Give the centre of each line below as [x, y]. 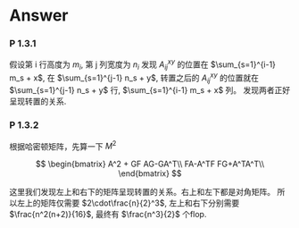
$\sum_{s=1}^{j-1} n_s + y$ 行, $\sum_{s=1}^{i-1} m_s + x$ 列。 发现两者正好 [150, 90]
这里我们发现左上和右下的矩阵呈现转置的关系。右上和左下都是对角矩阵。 [142, 192]
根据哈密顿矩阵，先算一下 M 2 [63, 146]
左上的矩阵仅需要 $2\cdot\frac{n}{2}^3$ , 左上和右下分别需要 [128, 203]
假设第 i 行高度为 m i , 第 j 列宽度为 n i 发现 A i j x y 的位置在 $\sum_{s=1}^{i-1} [143, 64]
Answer [39, 16]
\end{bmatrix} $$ [150, 173]
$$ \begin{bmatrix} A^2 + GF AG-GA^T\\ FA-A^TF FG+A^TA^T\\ [150, 164]
